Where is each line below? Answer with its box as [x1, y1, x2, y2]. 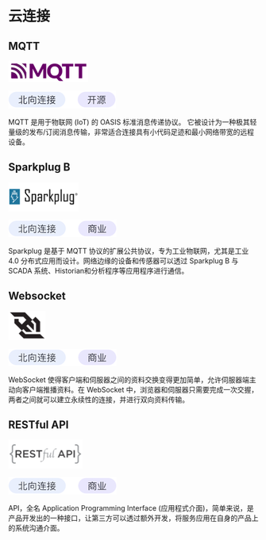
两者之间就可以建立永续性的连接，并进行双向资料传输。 [8, 394, 189, 404]
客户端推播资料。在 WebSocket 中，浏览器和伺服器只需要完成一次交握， [21, 385, 259, 394]
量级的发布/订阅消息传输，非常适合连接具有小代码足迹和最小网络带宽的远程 [8, 128, 255, 136]
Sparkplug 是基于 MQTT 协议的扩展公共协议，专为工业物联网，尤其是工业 [8, 246, 249, 255]
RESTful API [8, 418, 69, 432]
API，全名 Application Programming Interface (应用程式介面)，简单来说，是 [8, 504, 254, 513]
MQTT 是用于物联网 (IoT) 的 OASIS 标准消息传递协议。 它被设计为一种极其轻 [8, 117, 257, 127]
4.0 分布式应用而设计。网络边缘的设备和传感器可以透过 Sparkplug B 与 [8, 255, 239, 266]
